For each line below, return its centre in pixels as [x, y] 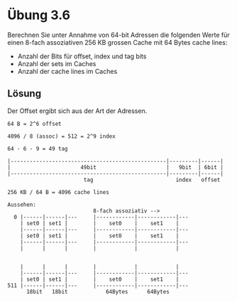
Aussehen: [22, 205]
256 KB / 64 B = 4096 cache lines [59, 192]
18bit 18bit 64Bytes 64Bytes [98, 291]
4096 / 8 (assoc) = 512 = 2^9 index [61, 136]
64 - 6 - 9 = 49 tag [38, 149]
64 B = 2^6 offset [34, 124]
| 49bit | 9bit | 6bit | [115, 167]
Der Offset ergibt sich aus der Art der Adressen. [77, 111]
